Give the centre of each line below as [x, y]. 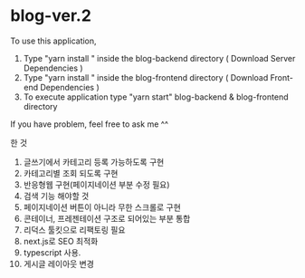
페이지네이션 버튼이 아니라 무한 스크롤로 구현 [102, 207]
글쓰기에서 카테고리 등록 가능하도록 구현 [94, 162]
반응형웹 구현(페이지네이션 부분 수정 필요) [96, 184]
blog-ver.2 [51, 16]
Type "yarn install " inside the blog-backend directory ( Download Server [159, 58]
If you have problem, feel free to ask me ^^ [90, 124]
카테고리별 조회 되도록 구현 [71, 173]
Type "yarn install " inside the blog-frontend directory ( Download [146, 77]
